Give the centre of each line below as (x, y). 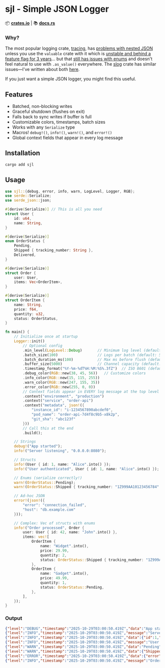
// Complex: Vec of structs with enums (55, 523)
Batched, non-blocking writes (42, 106)
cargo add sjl (20, 164)
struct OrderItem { (25, 300)
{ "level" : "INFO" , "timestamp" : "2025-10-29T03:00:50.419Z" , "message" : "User (82, 642)
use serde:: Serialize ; (28, 196)
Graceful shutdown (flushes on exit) (48, 111)
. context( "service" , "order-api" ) (58, 401)
